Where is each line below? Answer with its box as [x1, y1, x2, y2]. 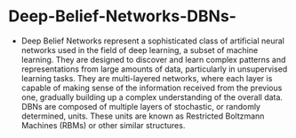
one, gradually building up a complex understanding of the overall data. [20, 91, 284, 103]
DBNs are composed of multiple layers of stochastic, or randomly [20, 101, 261, 111]
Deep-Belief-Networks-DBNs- [8, 6, 237, 27]
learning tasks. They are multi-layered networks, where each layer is [20, 73, 273, 83]
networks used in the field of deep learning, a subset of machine [20, 44, 259, 55]
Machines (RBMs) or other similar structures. [20, 119, 186, 130]
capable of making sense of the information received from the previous [20, 82, 283, 93]
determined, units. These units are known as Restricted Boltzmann [20, 111, 265, 121]
